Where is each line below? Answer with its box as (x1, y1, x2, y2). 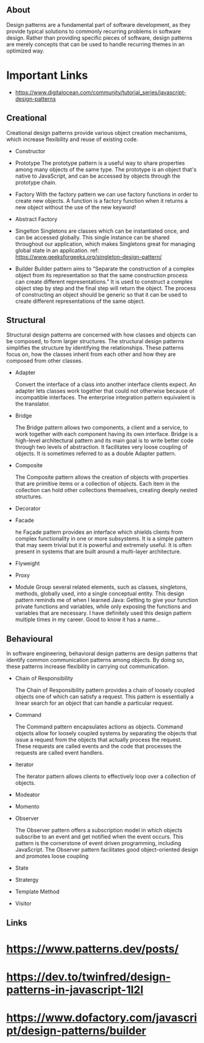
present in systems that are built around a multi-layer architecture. (15, 548, 181, 555)
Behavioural (6, 633, 53, 644)
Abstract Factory (15, 215, 58, 222)
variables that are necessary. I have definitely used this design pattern (15, 609, 192, 617)
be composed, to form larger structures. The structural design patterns (6, 338, 185, 345)
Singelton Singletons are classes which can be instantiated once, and (15, 227, 190, 234)
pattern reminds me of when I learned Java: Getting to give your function (15, 597, 199, 604)
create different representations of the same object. (15, 297, 145, 305)
